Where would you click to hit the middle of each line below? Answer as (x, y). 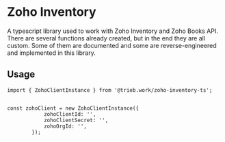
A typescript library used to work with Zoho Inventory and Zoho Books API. (113, 31)
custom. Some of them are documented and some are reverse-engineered (112, 45)
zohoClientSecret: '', (76, 120)
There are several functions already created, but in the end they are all (106, 38)
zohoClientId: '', (70, 114)
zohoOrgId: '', (65, 126)
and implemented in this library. (51, 53)
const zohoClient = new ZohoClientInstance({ (73, 108)
